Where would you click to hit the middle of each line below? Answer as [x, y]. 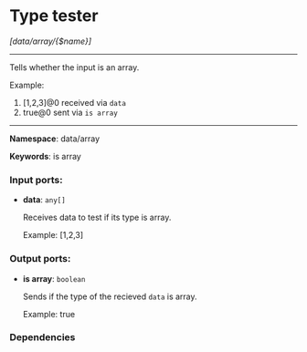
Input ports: [36, 180]
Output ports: [40, 259]
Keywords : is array [46, 156]
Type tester [54, 16]
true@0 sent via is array [70, 112]
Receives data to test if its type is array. [97, 217]
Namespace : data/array [55, 139]
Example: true [49, 314]
